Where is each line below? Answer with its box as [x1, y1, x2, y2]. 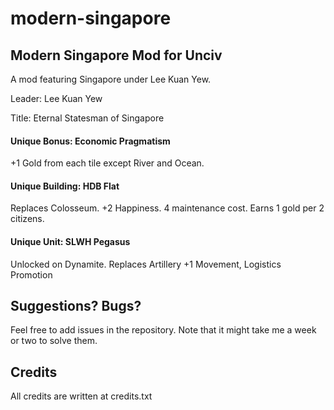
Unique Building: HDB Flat [10, 180, 120, 192]
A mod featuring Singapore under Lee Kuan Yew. [10, 73, 212, 85]
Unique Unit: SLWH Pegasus [10, 236, 131, 247]
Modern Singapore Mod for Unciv [10, 47, 223, 64]
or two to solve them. [10, 335, 98, 347]
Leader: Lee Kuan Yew [10, 93, 103, 104]
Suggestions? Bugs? [10, 298, 142, 314]
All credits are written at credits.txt [10, 390, 153, 402]
